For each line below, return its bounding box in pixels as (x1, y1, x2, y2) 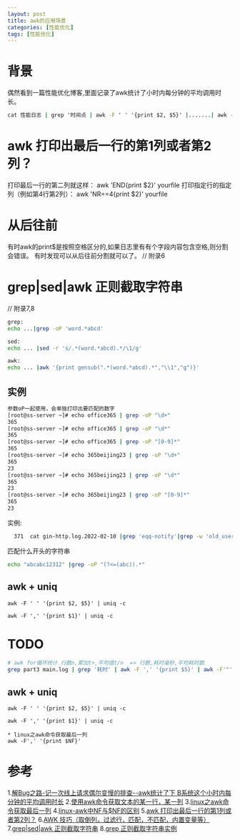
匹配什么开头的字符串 (7, 546, 70, 555)
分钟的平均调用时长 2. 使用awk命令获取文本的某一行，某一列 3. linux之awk (7, 797, 223, 806)
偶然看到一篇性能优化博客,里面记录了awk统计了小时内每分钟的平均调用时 (7, 89, 222, 97)
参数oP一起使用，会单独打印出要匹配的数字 (7, 405, 116, 412)
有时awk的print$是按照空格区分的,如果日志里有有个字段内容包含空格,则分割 (7, 242, 229, 251)
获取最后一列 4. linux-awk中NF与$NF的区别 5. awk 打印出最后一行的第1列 (13, 806, 226, 815)
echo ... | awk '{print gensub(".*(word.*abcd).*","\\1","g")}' (7, 364, 200, 372)
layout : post (7, 10, 46, 18)
